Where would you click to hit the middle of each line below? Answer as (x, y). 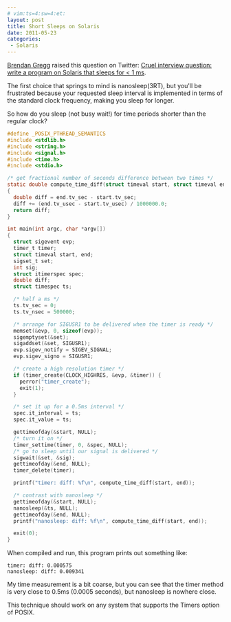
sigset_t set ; (33, 261)
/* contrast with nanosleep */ (58, 495)
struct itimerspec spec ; (49, 274)
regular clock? (27, 121)
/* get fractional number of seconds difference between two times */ (110, 178)
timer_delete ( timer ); (44, 470)
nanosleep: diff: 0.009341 (46, 572)
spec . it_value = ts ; (43, 420)
